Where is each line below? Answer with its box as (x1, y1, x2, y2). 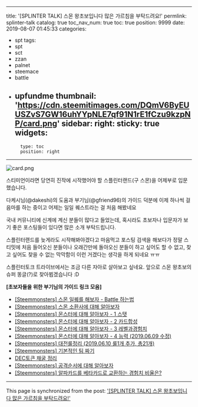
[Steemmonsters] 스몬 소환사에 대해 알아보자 (14, 303, 120, 310)
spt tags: (14, 36, 37, 44)
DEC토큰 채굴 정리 (14, 354, 57, 362)
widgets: (14, 128, 48, 138)
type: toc (20, 144, 44, 149)
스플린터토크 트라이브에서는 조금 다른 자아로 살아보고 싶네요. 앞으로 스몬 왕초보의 (6, 263, 192, 271)
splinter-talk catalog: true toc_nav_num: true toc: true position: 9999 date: (6, 19, 185, 26)
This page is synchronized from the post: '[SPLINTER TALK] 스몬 (6, 387, 163, 394)
